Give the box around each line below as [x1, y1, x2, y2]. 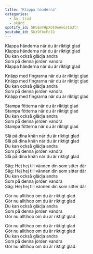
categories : [5, 12, 29, 16]
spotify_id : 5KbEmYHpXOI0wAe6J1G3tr [5, 25, 79, 30]
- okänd [9, 20, 25, 26]
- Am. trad [9, 16, 31, 21]
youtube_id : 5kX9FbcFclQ [5, 30, 55, 34]
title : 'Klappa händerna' [5, 7, 57, 12]
